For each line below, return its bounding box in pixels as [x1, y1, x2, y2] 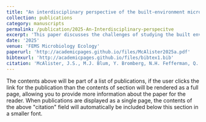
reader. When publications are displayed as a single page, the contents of [6, 96, 193, 104]
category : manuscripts [6, 20, 64, 26]
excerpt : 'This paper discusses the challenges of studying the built [6, 32, 191, 38]
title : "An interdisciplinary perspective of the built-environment [6, 9, 185, 15]
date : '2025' [6, 37, 40, 44]
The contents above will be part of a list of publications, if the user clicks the [6, 77, 199, 85]
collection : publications [6, 15, 72, 21]
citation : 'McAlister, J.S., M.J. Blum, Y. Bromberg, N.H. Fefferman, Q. [6, 60, 199, 66]
